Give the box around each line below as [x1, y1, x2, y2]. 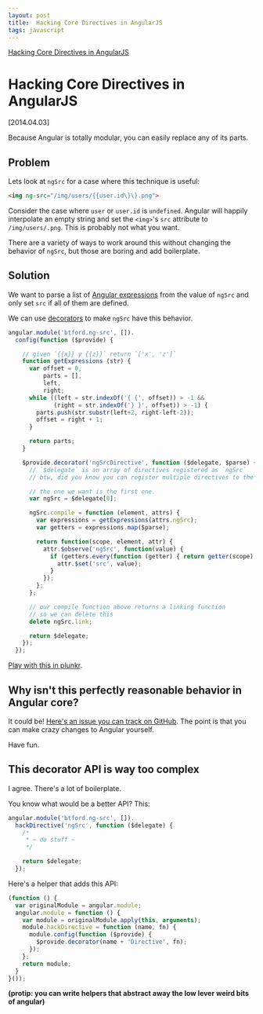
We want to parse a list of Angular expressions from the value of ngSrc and [8, 290, 249, 299]
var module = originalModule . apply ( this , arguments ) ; [22, 916, 201, 924]
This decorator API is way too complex [8, 763, 200, 776]
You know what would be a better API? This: [8, 799, 150, 808]
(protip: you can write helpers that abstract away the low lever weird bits [8, 989, 249, 998]
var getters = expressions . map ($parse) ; [36, 524, 170, 532]
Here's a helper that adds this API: [8, 879, 119, 888]
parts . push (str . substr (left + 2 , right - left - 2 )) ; [36, 408, 194, 416]
